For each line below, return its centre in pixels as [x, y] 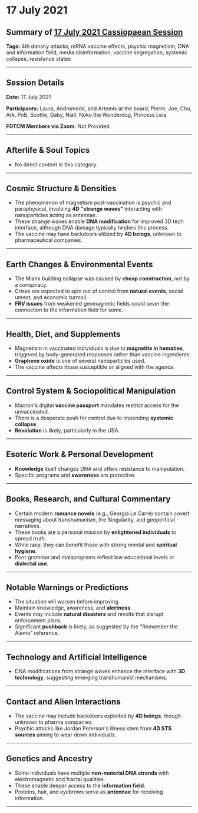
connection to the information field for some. [69, 310]
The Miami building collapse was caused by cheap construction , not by [102, 278]
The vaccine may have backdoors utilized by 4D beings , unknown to [98, 234]
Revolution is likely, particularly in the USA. [67, 430]
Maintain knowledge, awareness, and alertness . [73, 608]
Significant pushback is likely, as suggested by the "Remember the [96, 627]
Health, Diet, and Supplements [63, 334]
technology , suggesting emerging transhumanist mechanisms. [91, 678]
